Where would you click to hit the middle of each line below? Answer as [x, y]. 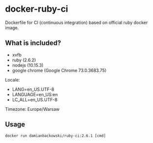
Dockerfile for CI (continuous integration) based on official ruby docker [76, 22]
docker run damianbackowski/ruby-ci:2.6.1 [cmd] [55, 136]
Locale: [12, 80]
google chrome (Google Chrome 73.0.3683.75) [59, 70]
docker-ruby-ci [37, 9]
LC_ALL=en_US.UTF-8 [35, 100]
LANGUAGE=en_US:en [35, 94]
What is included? [33, 43]
